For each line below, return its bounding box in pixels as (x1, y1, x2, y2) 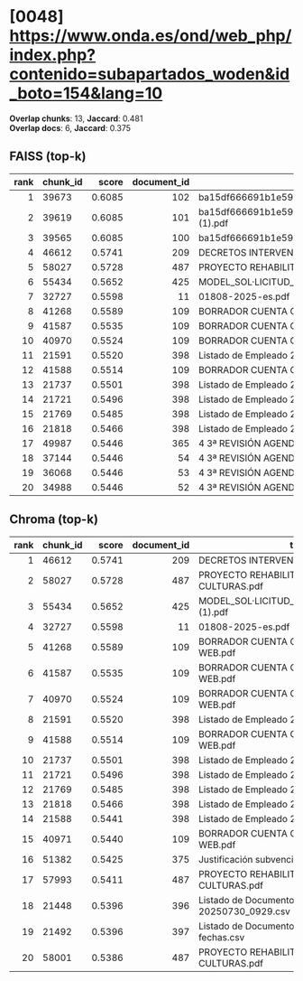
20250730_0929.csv (197, 905, 291, 918)
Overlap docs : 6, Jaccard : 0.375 (9, 122, 131, 133)
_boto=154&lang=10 (9, 83, 163, 104)
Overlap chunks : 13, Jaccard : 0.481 (9, 113, 143, 124)
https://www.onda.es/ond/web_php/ (9, 25, 292, 46)
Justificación (197, 853, 253, 865)
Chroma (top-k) (9, 512, 99, 528)
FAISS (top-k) (9, 149, 87, 164)
